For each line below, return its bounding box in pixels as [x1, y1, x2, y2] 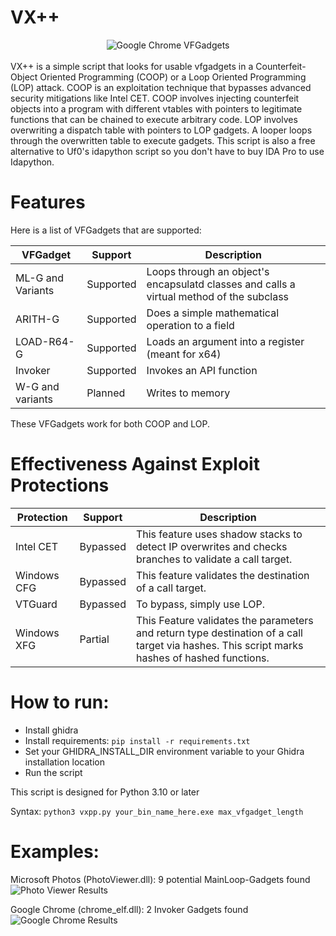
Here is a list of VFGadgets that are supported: [10, 224, 202, 236]
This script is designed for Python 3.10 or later [10, 786, 200, 798]
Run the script [24, 766, 83, 778]
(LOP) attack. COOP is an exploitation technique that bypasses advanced [10, 81, 312, 93]
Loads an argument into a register [146, 334, 305, 348]
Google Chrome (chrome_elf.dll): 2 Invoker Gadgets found [10, 903, 249, 915]
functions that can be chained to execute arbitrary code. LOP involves [10, 113, 298, 125]
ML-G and [15, 271, 64, 285]
